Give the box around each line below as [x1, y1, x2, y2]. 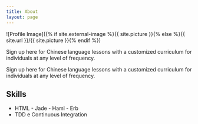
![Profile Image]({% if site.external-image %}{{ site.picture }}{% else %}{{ [6, 30, 186, 37]
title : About [6, 8, 38, 15]
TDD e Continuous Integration [14, 111, 87, 118]
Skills [6, 89, 27, 99]
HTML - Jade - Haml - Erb [14, 105, 78, 112]
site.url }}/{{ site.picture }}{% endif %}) [6, 37, 101, 44]
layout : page [6, 14, 38, 20]
